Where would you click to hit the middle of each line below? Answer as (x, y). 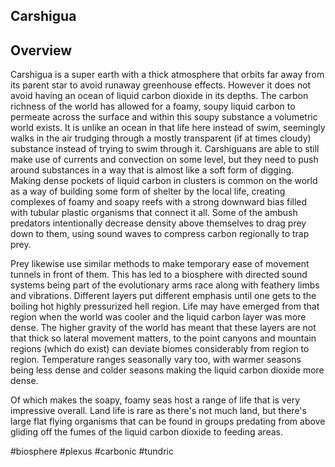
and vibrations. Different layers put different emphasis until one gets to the (163, 296)
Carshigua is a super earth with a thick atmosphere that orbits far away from (167, 75)
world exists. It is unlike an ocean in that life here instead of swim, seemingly (168, 128)
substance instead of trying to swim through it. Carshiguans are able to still (165, 149)
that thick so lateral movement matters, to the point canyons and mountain (163, 338)
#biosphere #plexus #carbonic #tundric (92, 451)
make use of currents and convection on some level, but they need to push (164, 160)
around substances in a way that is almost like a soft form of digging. (152, 170)
